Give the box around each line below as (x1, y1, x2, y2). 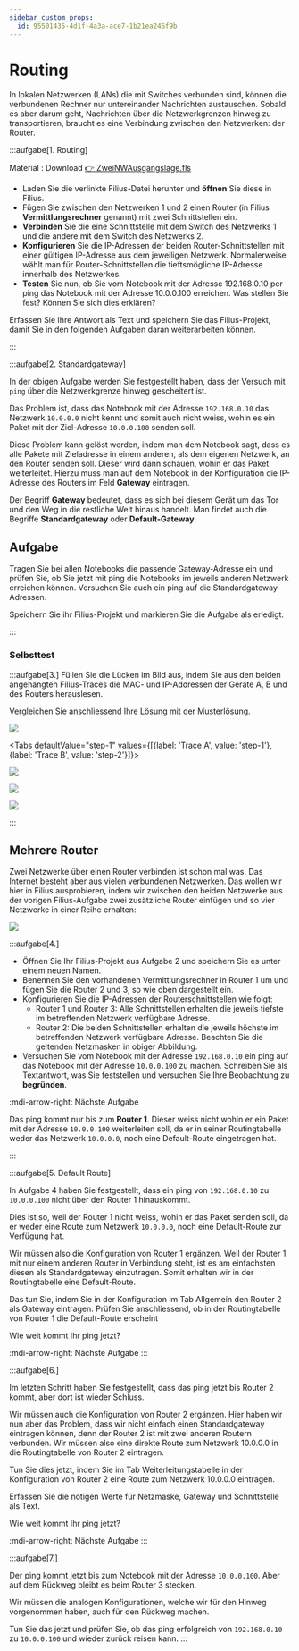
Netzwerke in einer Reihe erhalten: (9, 904, 137, 915)
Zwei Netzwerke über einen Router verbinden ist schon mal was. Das (9, 867, 263, 877)
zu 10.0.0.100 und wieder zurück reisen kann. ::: (9, 1633, 188, 1644)
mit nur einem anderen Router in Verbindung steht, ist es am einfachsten (9, 1257, 276, 1268)
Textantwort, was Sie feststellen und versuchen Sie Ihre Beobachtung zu (21, 1070, 290, 1080)
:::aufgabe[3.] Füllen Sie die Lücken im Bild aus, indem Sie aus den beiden (9, 669, 281, 680)
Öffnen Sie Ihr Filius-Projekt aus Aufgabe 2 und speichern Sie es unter (21, 956, 281, 967)
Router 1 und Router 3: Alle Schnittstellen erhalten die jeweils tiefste (35, 1003, 284, 1014)
